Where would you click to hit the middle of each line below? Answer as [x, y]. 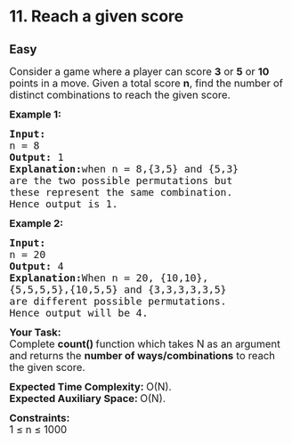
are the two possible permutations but [121, 181]
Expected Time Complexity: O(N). [90, 387]
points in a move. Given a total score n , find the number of [146, 84]
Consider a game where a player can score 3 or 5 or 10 [139, 71]
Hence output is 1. [64, 204]
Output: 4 [36, 266]
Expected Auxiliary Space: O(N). [88, 399]
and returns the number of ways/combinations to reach [142, 356]
